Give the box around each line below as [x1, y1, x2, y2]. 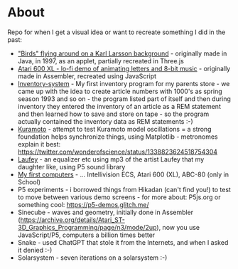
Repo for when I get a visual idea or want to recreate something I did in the [7, 28, 226, 36]
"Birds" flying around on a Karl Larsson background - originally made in [17, 49, 227, 58]
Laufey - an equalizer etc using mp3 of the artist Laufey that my [17, 154, 205, 164]
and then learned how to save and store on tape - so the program [17, 110, 210, 118]
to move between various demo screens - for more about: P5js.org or [17, 193, 221, 201]
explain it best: [17, 139, 61, 148]
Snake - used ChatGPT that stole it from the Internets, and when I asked [17, 238, 229, 246]
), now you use [156, 223, 200, 231]
